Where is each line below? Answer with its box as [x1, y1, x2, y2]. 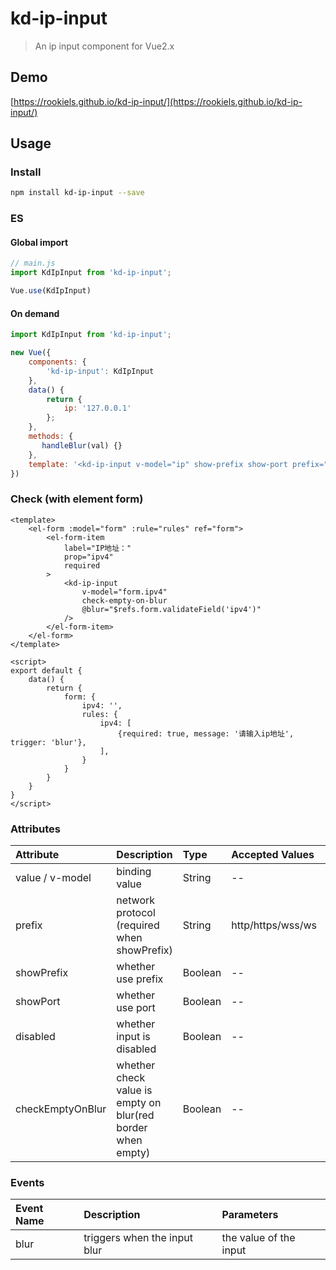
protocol [116, 905, 156, 919]
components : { [28, 357, 87, 367]
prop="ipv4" [63, 552, 114, 562]
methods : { [28, 432, 74, 442]
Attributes [10, 822, 61, 836]
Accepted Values [231, 847, 315, 861]
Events [10, 1175, 45, 1189]
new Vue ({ [10, 348, 52, 358]
